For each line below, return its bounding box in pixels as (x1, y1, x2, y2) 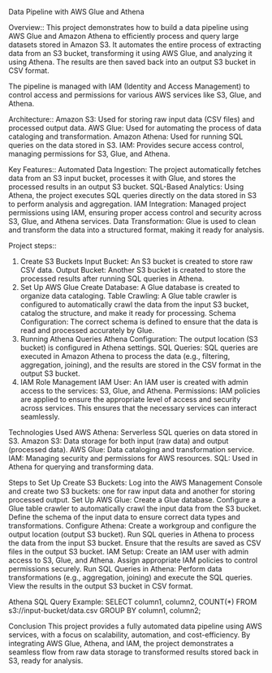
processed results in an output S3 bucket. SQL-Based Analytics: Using (8, 182, 244, 192)
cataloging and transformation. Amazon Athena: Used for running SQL (8, 132, 244, 141)
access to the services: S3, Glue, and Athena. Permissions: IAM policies (19, 386, 261, 395)
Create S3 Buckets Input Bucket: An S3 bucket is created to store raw (19, 257, 253, 266)
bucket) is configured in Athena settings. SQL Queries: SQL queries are (19, 343, 258, 352)
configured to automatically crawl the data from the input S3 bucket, (19, 300, 249, 309)
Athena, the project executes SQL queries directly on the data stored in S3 (8, 191, 257, 200)
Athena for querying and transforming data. (8, 462, 154, 472)
